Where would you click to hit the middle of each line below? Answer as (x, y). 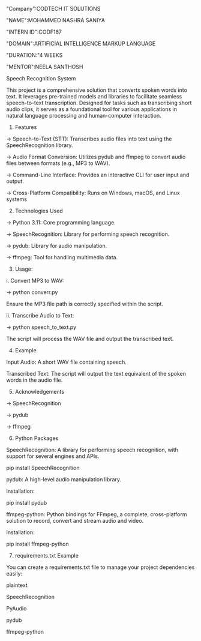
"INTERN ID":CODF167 (34, 32)
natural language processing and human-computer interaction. (84, 116)
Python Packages (37, 438)
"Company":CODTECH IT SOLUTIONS (53, 9)
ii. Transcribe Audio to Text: (40, 315)
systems (16, 199)
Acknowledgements (40, 392)
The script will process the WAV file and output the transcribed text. (90, 339)
